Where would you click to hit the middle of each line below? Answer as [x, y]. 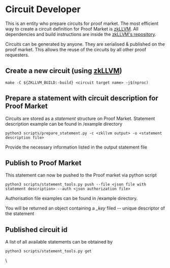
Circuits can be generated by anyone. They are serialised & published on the [85, 44]
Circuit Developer [43, 9]
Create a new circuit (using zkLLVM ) [64, 71]
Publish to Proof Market [43, 163]
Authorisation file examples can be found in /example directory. [72, 198]
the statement [20, 214]
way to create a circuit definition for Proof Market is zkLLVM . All [72, 28]
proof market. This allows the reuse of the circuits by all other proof [76, 49]
